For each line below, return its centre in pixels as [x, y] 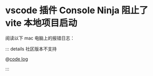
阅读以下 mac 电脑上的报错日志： [40, 38]
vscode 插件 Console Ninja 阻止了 [77, 10]
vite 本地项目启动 [41, 23]
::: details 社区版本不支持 [31, 49]
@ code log [17, 59]
